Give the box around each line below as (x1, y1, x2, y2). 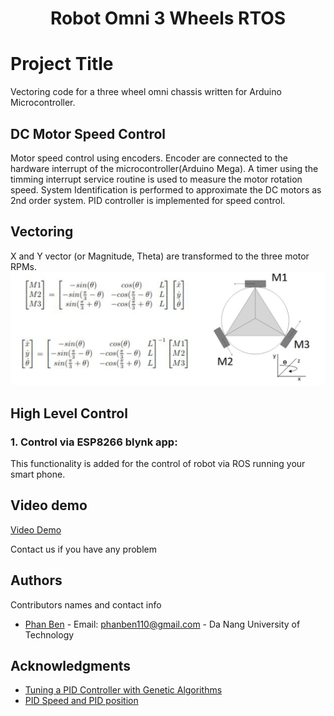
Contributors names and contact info (10, 598, 162, 611)
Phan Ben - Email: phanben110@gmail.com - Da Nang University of (24, 618, 301, 630)
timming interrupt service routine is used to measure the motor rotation (10, 173, 303, 185)
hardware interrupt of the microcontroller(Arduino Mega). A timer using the (10, 162, 319, 174)
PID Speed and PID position (24, 695, 139, 707)
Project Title (10, 53, 114, 76)
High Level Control (10, 405, 128, 422)
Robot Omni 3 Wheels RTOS (49, 7, 287, 30)
